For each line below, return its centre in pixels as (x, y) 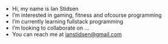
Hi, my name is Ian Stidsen (45, 9)
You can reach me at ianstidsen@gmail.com (67, 34)
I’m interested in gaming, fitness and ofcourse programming (87, 15)
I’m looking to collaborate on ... (51, 28)
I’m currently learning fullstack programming (67, 21)
